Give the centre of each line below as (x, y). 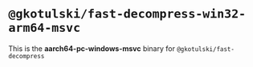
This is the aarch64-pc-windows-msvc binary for (92, 48)
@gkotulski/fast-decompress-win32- (127, 14)
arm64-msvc (45, 28)
